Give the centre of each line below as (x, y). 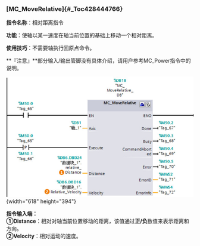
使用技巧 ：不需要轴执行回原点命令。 (51, 48)
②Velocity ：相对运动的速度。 (44, 236)
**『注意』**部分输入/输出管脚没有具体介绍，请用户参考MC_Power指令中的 (99, 61)
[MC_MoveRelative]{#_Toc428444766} (65, 9)
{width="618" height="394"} (41, 201)
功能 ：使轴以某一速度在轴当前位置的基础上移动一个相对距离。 (82, 35)
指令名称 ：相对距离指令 (35, 23)
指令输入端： (22, 213)
